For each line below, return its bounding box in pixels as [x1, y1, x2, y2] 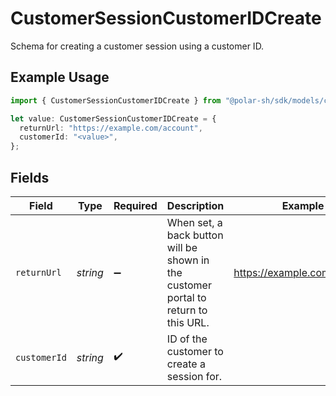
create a [166, 357, 206, 371]
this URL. [166, 315, 210, 329]
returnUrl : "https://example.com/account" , [19, 123, 203, 133]
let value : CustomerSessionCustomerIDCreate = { [10, 113, 217, 124]
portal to [166, 290, 207, 304]
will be [166, 240, 198, 254]
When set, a [166, 215, 223, 229]
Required [113, 198, 158, 212]
